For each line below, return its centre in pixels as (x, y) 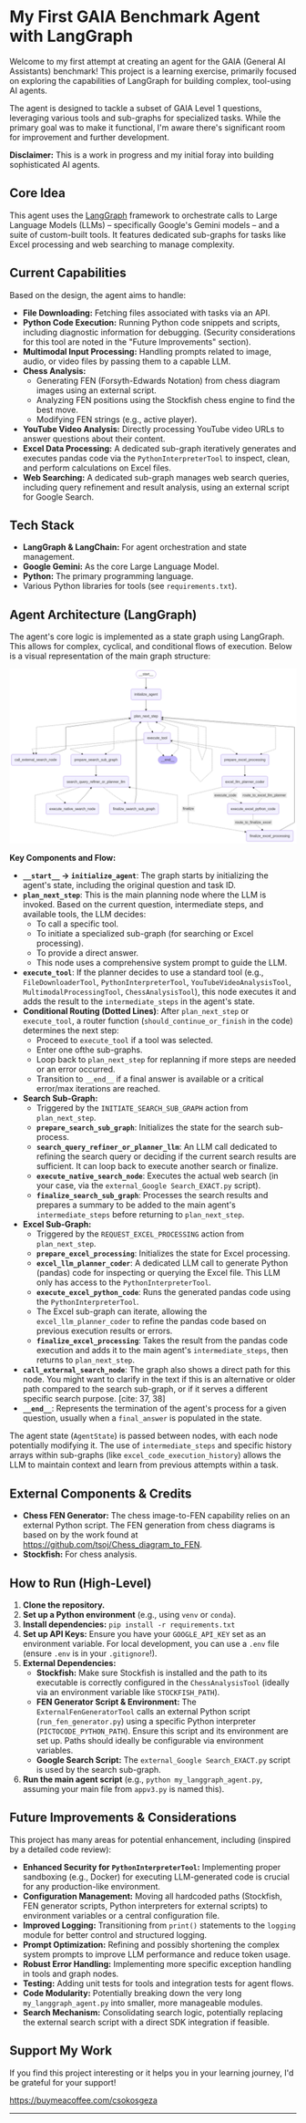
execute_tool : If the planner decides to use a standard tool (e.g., (143, 972)
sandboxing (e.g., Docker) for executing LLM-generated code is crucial (156, 1877)
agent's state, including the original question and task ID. (129, 885)
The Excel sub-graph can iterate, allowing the (122, 1311)
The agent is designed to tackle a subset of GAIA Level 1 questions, (136, 108)
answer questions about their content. (94, 439)
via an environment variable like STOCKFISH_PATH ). (128, 1692)
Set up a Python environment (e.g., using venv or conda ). (129, 1614)
